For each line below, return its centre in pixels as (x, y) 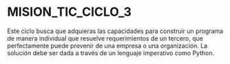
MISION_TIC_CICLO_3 (70, 12)
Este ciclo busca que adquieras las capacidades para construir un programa (115, 31)
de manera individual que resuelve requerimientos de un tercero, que (105, 38)
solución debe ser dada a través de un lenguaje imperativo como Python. (111, 53)
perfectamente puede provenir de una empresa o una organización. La (107, 45)
